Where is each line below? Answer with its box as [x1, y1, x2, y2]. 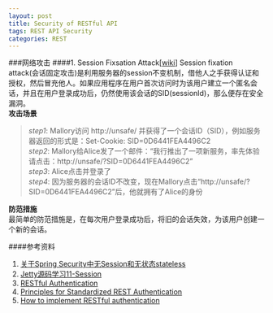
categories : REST [8, 34, 67, 43]
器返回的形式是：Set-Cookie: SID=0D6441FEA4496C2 [28, 136, 211, 146]
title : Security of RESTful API [8, 20, 118, 28]
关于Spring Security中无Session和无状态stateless [19, 259, 186, 269]
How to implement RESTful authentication [19, 296, 160, 306]
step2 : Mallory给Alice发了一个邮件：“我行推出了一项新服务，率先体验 [28, 146, 260, 156]
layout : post [8, 11, 53, 20]
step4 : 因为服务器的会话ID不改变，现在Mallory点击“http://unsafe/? [28, 176, 250, 187]
